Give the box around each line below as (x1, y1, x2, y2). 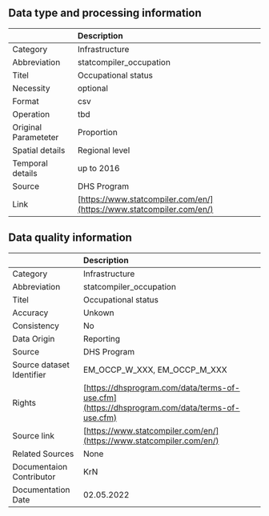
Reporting (82, 333, 121, 344)
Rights (12, 397, 36, 408)
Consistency (12, 320, 60, 331)
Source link (12, 430, 54, 441)
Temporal (12, 158, 48, 169)
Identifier (12, 369, 46, 380)
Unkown (82, 307, 114, 318)
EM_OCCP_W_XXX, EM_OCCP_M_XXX (82, 364, 227, 375)
